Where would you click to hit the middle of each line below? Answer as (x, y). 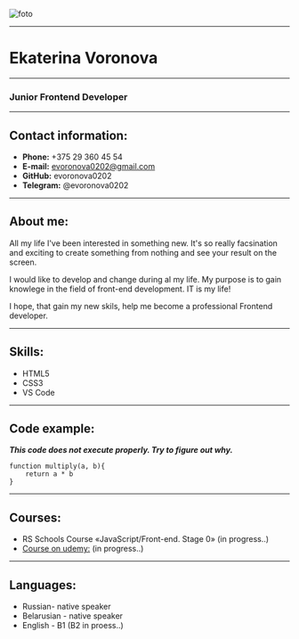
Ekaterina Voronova (84, 58)
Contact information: (69, 135)
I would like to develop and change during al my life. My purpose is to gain (145, 279)
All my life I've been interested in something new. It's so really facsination (144, 243)
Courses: (36, 517)
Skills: (27, 352)
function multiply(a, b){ (57, 467)
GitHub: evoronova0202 (67, 176)
